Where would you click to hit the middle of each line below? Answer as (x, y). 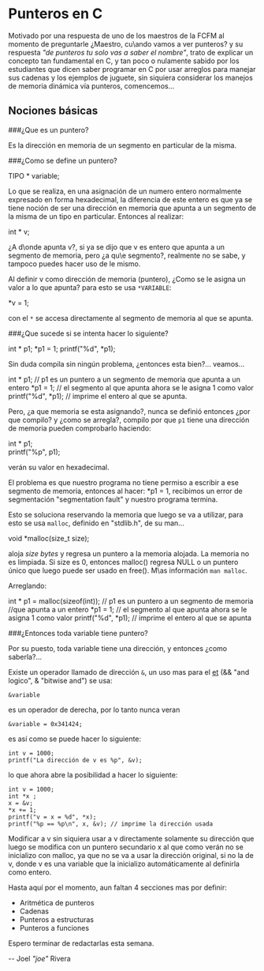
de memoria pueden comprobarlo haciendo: (80, 428)
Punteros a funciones (54, 928)
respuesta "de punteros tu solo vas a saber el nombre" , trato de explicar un (131, 52)
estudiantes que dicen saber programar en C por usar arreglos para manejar (132, 69)
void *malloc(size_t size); (49, 538)
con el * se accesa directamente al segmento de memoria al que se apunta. (131, 318)
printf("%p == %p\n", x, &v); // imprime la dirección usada (111, 824)
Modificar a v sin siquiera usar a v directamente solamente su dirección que (131, 838)
